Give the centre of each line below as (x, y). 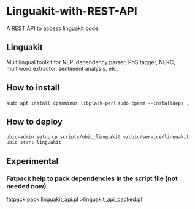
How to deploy (35, 121)
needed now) (26, 186)
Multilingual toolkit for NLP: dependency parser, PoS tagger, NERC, (91, 62)
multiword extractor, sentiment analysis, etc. (62, 68)
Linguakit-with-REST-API (72, 11)
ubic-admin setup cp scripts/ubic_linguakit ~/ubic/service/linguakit (98, 137)
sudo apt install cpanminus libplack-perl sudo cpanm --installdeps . (98, 103)
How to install (33, 88)
